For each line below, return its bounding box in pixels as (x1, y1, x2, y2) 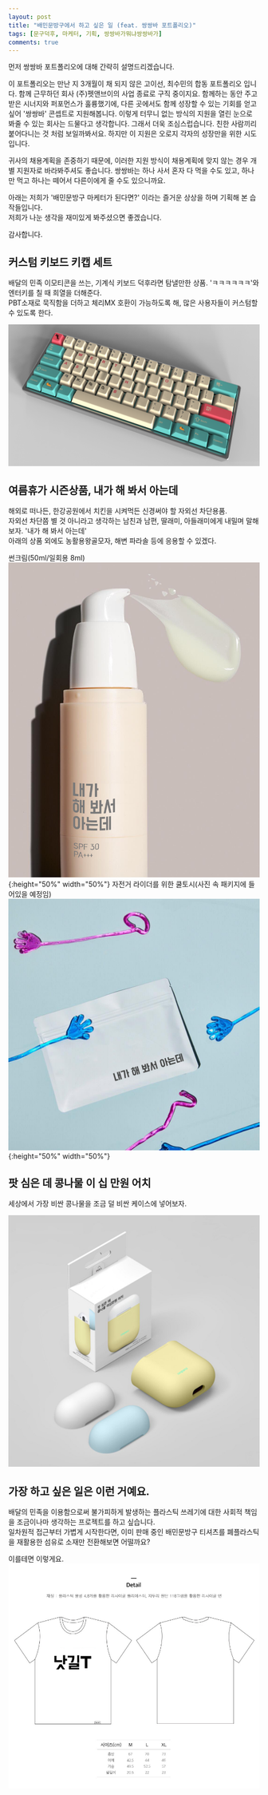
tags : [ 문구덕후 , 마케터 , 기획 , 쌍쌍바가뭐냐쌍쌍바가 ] (8, 30, 163, 38)
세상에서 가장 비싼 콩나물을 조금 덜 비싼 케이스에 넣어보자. (8, 1199, 187, 1209)
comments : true (8, 38, 59, 46)
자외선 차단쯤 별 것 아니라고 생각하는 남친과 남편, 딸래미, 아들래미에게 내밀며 (8, 516, 245, 526)
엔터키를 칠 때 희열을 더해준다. (8, 288, 102, 298)
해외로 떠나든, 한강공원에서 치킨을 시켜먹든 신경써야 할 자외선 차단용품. (8, 506, 227, 516)
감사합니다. (8, 230, 43, 240)
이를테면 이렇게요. (8, 1554, 65, 1564)
